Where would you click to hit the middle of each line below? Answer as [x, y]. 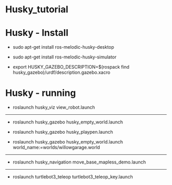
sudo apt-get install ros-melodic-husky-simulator [64, 57]
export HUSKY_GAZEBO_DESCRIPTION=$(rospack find [71, 67]
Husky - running [41, 93]
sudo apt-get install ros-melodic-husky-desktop [63, 47]
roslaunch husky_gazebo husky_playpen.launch [63, 132]
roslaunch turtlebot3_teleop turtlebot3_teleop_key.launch [73, 177]
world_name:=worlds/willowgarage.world [56, 148]
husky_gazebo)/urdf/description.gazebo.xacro [61, 72]
